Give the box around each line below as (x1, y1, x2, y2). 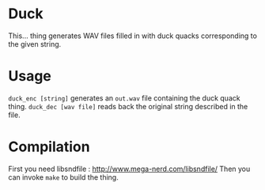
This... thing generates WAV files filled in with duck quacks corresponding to (8, 31, 257, 40)
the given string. (8, 39, 62, 48)
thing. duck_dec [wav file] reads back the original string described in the (8, 101, 248, 111)
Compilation (8, 138, 90, 156)
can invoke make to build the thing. (8, 172, 119, 182)
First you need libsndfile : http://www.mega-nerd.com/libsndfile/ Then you (8, 164, 251, 173)
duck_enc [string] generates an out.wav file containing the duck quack (8, 93, 240, 103)
